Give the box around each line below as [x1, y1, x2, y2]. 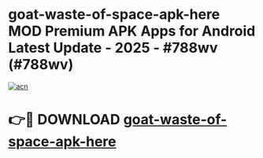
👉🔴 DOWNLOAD [8, 111, 120, 129]
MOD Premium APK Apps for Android [8, 22, 256, 40]
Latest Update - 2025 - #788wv [8, 39, 218, 57]
